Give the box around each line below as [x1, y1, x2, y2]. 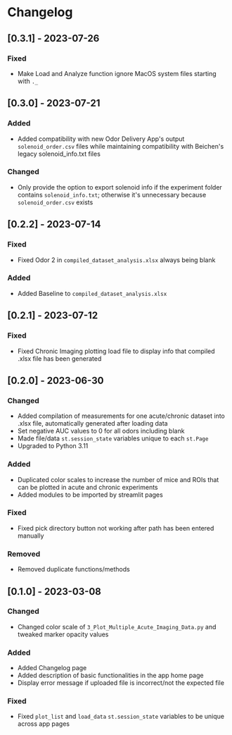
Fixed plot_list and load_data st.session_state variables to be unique [17, 712, 225, 721]
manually [17, 531, 44, 540]
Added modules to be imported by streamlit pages [17, 490, 163, 499]
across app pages [17, 719, 70, 728]
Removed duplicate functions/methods [17, 565, 130, 574]
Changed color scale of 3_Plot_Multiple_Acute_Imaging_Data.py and [17, 622, 217, 631]
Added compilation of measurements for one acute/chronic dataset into [17, 412, 225, 420]
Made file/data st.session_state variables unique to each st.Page [17, 434, 209, 443]
